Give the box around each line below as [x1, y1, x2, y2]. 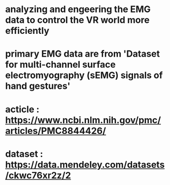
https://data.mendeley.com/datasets [5, 159, 165, 170]
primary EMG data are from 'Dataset [5, 48, 160, 60]
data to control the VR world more [5, 14, 150, 26]
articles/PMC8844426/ [5, 125, 106, 136]
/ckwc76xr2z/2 [5, 169, 71, 181]
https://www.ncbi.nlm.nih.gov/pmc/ [5, 114, 161, 126]
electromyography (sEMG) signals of [5, 70, 163, 81]
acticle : [5, 104, 39, 115]
